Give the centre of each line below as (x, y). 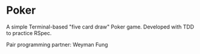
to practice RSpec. (29, 33)
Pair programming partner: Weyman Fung (57, 45)
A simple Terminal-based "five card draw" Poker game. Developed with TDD (100, 27)
